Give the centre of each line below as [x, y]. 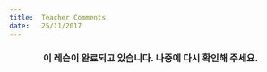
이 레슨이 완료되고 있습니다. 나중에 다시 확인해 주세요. [151, 59]
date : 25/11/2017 [46, 26]
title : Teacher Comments [57, 17]
